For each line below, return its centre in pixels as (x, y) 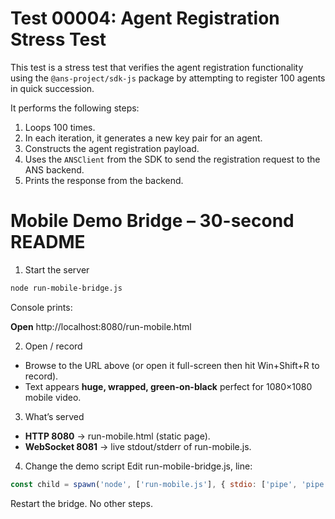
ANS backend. (54, 169)
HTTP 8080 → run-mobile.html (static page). (117, 436)
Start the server (57, 269)
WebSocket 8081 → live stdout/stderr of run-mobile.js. (138, 446)
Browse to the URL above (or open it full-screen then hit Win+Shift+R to (172, 365)
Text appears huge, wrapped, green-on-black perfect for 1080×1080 (168, 386)
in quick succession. (52, 88)
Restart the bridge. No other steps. (81, 503)
